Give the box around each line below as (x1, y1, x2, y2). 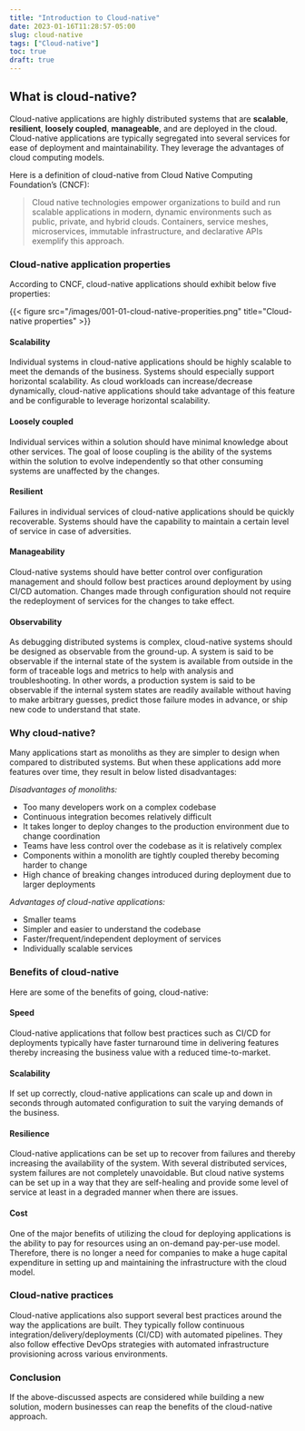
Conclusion (9, 1371, 62, 1384)
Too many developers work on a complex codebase (22, 801, 217, 813)
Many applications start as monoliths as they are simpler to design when (9, 747, 280, 759)
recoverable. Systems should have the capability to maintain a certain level (9, 515, 290, 527)
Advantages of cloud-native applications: (9, 897, 166, 908)
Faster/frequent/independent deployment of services (22, 933, 221, 945)
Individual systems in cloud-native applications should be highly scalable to (9, 356, 292, 368)
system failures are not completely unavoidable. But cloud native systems (9, 1168, 285, 1178)
